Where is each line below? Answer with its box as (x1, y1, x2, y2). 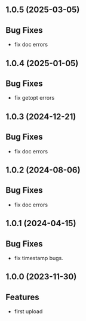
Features (5, 292, 39, 302)
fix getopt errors (14, 94, 55, 101)
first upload (14, 308, 43, 315)
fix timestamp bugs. (14, 255, 63, 262)
